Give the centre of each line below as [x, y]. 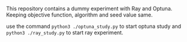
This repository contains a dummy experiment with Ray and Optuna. [89, 9]
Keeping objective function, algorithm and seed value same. [80, 15]
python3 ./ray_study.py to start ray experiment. [65, 33]
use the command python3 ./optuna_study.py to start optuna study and [94, 26]
